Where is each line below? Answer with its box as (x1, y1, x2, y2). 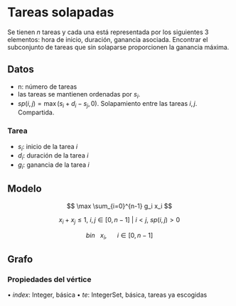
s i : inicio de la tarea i (17, 142, 78, 153)
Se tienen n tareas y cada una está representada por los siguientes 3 (7, 28, 209, 36)
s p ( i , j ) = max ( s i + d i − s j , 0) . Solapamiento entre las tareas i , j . (17, 99, 198, 109)
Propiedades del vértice (7, 274, 92, 284)
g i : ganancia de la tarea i (17, 160, 90, 171)
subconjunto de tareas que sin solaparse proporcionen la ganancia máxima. (7, 43, 230, 51)
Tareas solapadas (7, 4, 114, 21)
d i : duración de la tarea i (17, 151, 89, 162)
